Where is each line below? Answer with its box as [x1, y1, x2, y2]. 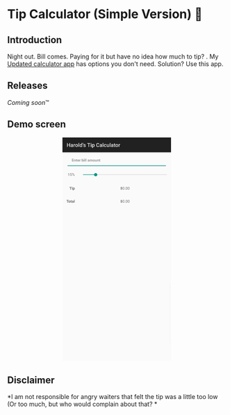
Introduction [7, 34, 63, 46]
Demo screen [7, 118, 66, 131]
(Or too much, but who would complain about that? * [7, 400, 158, 409]
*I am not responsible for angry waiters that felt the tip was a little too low [7, 393, 218, 401]
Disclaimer [7, 375, 55, 386]
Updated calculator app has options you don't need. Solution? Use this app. [7, 60, 224, 68]
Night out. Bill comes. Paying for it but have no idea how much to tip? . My [7, 52, 219, 60]
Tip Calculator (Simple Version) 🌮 [7, 6, 203, 22]
